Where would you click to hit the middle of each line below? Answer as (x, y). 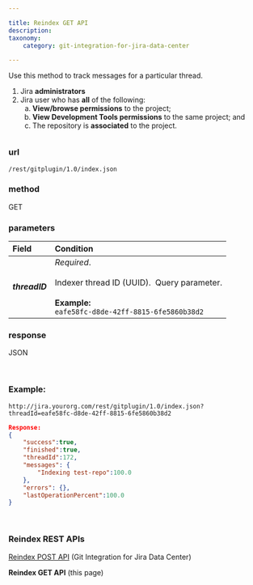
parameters (32, 227)
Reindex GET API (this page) (56, 572)
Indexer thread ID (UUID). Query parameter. (139, 282)
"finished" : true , (52, 450)
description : (30, 30)
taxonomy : (25, 38)
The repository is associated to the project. (105, 125)
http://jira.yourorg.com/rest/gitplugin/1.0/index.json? (106, 406)
